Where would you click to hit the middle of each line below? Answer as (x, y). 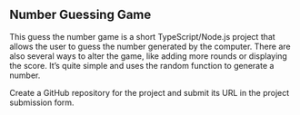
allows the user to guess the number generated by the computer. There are (150, 46)
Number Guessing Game (80, 15)
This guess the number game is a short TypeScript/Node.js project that (142, 36)
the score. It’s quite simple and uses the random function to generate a (142, 65)
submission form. (42, 102)
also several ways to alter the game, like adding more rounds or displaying (149, 56)
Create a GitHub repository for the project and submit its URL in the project (150, 92)
